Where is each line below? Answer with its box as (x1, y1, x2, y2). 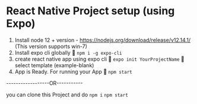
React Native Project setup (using (6, 4, 175, 18)
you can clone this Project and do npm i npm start (6, 91, 129, 98)
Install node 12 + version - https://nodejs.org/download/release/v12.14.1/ (14, 36, 191, 43)
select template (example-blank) (14, 61, 94, 69)
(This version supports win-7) (14, 43, 88, 50)
